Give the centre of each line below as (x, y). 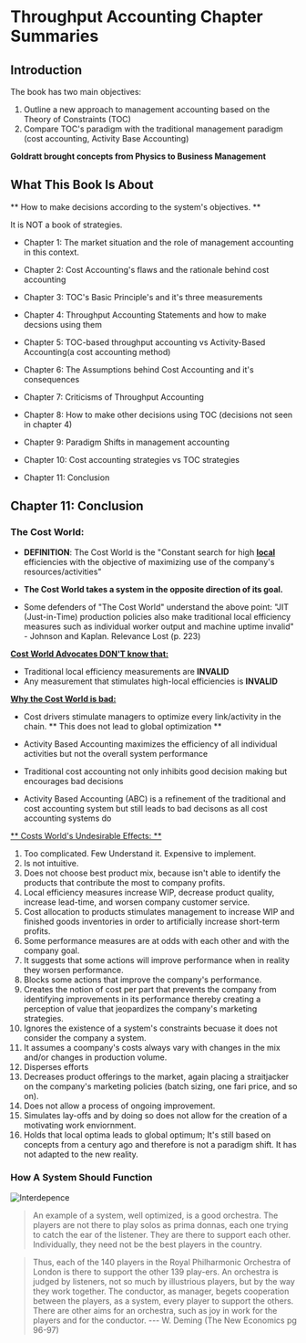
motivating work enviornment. (80, 1125)
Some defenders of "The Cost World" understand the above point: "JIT (156, 607)
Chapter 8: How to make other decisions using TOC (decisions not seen (158, 414)
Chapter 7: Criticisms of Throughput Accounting (113, 397)
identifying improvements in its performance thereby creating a (142, 999)
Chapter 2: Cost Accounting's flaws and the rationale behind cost (146, 269)
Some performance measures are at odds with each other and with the (156, 940)
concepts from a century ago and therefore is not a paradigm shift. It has (160, 1144)
